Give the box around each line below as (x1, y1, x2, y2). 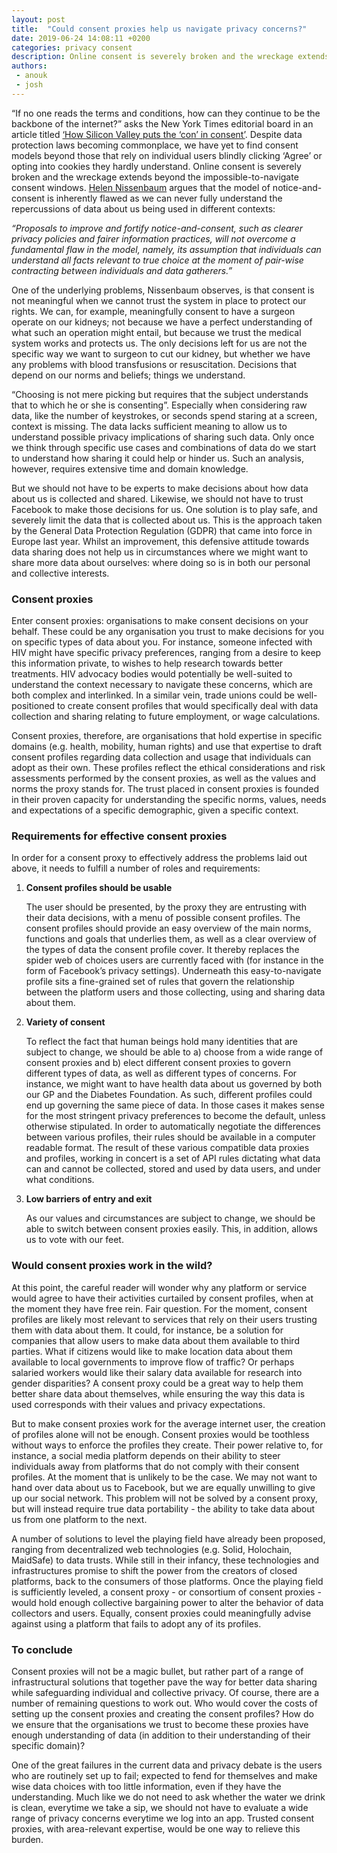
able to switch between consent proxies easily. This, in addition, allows (25, 1223, 318, 1235)
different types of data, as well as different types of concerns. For (25, 1067, 298, 1080)
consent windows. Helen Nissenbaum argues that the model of (11, 181, 271, 193)
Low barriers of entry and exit (25, 1193, 153, 1205)
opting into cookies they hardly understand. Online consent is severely (11, 160, 302, 172)
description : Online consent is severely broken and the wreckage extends (11, 52, 330, 62)
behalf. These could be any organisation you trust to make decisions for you (11, 626, 325, 638)
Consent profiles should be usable (25, 882, 173, 894)
